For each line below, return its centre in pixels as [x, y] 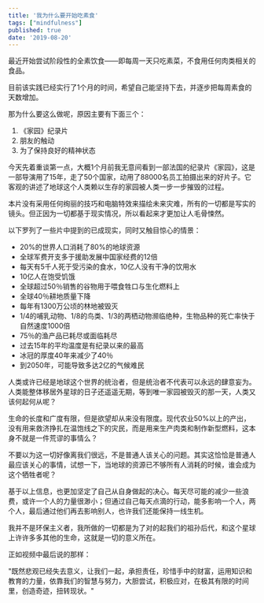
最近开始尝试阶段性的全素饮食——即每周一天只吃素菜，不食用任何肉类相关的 [132, 61]
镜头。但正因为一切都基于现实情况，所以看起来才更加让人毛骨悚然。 [118, 214]
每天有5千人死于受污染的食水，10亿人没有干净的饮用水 [108, 267]
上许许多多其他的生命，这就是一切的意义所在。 [84, 538]
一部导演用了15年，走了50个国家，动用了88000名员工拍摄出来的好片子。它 [130, 177]
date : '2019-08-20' [40, 37]
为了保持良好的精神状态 [57, 151]
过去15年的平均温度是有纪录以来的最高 [81, 346]
